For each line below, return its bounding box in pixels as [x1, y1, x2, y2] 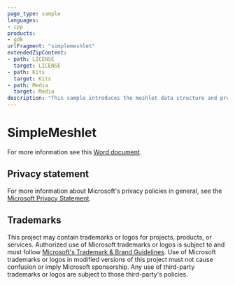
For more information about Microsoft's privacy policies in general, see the [7, 187, 222, 195]
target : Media [13, 88, 55, 95]
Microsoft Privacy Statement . [7, 193, 91, 203]
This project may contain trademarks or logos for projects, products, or [7, 233, 212, 241]
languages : [7, 17, 39, 24]
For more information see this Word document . [7, 147, 142, 156]
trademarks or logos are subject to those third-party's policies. [7, 270, 188, 278]
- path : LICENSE [7, 56, 55, 63]
